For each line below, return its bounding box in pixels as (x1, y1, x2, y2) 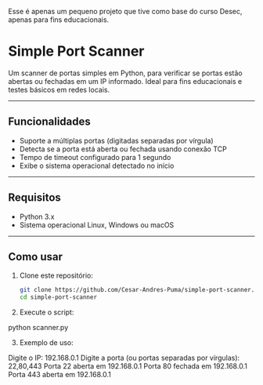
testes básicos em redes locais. (8, 85, 110, 94)
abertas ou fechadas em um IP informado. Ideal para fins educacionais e (8, 76, 243, 85)
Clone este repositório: (19, 271, 94, 281)
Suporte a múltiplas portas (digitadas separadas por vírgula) (19, 136, 214, 145)
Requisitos (8, 191, 61, 205)
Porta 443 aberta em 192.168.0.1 (8, 370, 111, 380)
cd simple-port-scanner (19, 293, 98, 301)
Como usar (8, 250, 63, 263)
